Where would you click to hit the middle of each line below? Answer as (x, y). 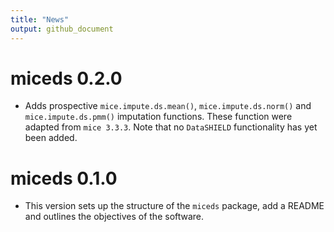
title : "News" (40, 19)
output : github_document (62, 29)
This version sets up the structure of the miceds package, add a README (174, 206)
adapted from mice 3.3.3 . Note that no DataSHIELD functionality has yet (171, 127)
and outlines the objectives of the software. (114, 217)
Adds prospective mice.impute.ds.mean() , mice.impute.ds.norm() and (168, 106)
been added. (51, 138)
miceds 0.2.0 (66, 78)
